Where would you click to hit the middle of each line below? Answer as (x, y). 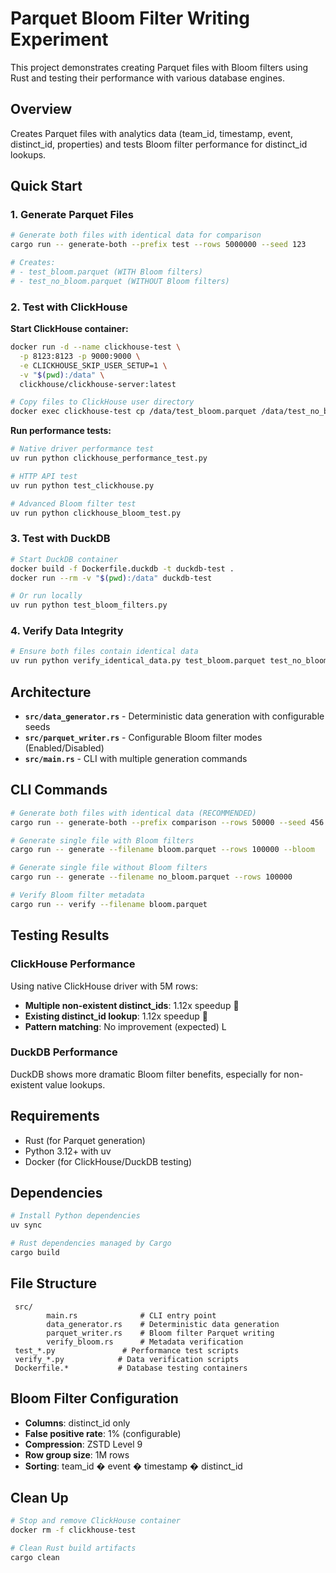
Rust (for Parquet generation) (85, 1140)
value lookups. (75, 1084)
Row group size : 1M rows (77, 1454)
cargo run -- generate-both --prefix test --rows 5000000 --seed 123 (158, 245)
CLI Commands (59, 790)
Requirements (55, 1116)
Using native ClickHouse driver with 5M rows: (104, 986)
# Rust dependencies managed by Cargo (91, 1243)
